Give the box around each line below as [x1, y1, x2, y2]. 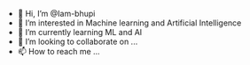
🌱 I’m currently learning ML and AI [17, 27, 143, 37]
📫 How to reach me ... [17, 47, 100, 56]
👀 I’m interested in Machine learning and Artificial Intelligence [17, 18, 242, 28]
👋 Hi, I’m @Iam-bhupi [17, 9, 96, 18]
